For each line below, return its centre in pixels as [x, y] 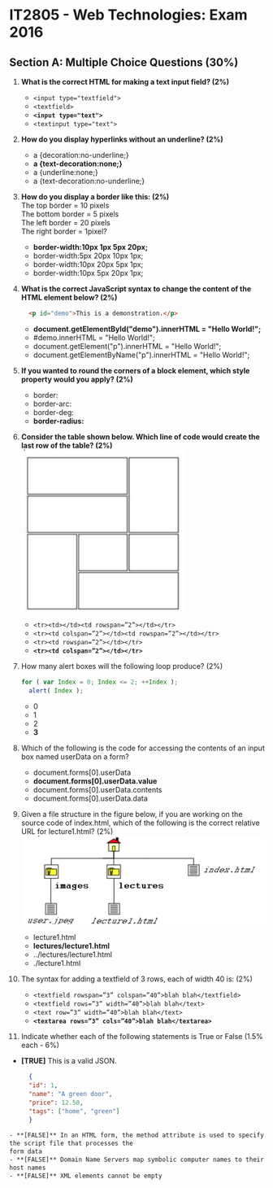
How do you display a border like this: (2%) [95, 197]
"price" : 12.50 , [56, 1103]
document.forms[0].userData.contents [97, 789]
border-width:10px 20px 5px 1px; [88, 264]
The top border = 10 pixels [65, 205]
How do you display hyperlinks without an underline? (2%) [122, 139]
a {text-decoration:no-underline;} [89, 181]
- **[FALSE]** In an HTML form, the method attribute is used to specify [137, 1136]
